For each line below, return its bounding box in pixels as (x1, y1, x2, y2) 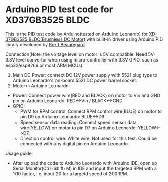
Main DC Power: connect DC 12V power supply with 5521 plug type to (12, 72, 158, 78)
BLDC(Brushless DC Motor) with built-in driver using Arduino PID (28, 36, 163, 42)
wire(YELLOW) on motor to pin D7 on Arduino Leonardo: (20, 125, 137, 131)
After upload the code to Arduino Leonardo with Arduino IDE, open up (12, 160, 157, 166)
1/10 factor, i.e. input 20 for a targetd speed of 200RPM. (12, 170, 129, 177)
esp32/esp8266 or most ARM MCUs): (5, 62, 84, 68)
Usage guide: (5, 150, 33, 156)
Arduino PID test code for (5, 4, 114, 15)
